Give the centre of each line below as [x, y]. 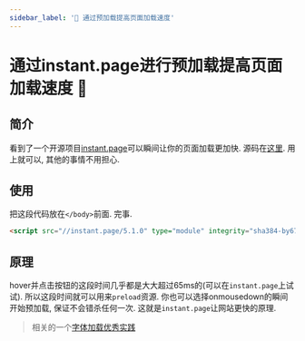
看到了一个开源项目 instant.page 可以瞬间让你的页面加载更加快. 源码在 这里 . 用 [152, 148]
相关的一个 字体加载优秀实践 [84, 327]
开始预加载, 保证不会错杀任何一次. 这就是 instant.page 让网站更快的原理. [143, 308]
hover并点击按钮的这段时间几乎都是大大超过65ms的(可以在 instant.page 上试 [152, 286]
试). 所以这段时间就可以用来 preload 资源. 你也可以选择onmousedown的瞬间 [149, 297]
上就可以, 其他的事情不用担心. [65, 159]
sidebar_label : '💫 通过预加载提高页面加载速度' [92, 18]
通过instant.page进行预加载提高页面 [146, 65]
